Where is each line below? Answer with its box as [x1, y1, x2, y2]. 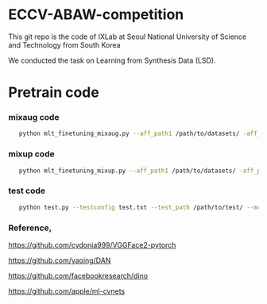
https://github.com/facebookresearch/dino [8, 271, 149, 280]
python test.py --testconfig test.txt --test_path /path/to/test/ [18, 203, 244, 211]
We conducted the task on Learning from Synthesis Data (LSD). [8, 56, 216, 65]
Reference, [8, 222, 52, 233]
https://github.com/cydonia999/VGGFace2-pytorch [8, 240, 176, 249]
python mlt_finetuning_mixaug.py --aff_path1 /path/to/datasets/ [18, 129, 240, 138]
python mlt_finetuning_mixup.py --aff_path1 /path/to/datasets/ [18, 167, 237, 175]
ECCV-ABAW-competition [8, 6, 184, 24]
